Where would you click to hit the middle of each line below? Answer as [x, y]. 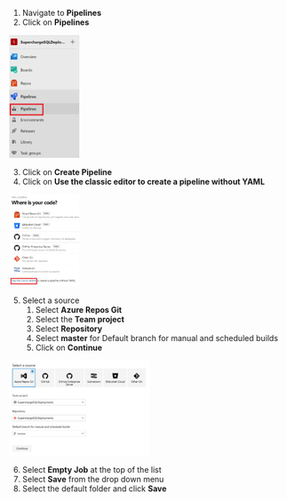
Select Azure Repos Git [79, 309]
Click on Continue [69, 347]
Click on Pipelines [56, 22]
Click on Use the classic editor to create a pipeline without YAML [143, 182]
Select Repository [69, 329]
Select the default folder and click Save [94, 489]
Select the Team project [80, 319]
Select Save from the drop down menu [93, 480]
